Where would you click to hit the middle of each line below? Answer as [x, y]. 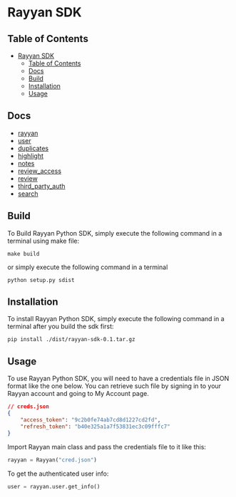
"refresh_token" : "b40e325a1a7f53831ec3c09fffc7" [96, 427]
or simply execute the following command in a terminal [88, 267]
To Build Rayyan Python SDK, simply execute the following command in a [115, 233]
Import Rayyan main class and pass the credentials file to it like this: [107, 446]
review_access [40, 171]
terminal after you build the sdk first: [61, 326]
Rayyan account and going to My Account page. [78, 394]
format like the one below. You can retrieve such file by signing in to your [114, 386]
